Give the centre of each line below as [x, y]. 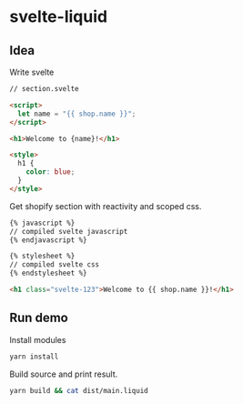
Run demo [39, 318]
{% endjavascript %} [49, 240]
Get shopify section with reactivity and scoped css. [106, 206]
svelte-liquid [58, 17]
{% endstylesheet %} [49, 273]
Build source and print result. [64, 374]
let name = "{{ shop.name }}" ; [77, 114]
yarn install [34, 357]
